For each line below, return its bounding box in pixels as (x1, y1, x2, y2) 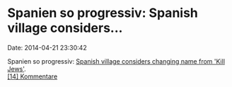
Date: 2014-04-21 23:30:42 (7, 43, 87, 52)
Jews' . (7, 64, 26, 73)
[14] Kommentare (7, 72, 58, 81)
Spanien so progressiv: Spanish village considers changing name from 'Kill (7, 57, 225, 65)
